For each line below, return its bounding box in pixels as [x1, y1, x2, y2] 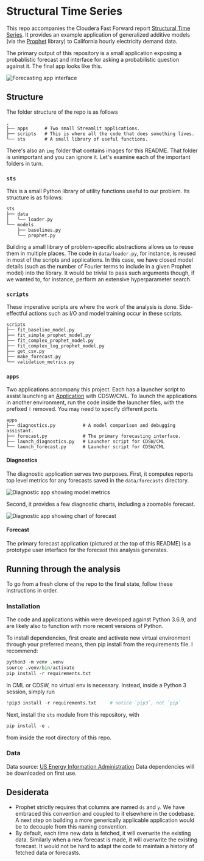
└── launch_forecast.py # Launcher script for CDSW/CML [6, 443, 165, 450]
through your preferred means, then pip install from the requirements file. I [6, 641, 193, 648]
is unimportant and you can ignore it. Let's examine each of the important [6, 153, 191, 160]
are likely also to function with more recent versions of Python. [6, 623, 164, 630]
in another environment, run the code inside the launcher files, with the [6, 399, 185, 406]
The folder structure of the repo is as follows [6, 108, 118, 116]
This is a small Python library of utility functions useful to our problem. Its [6, 188, 190, 195]
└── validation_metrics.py [6, 359, 75, 365]
